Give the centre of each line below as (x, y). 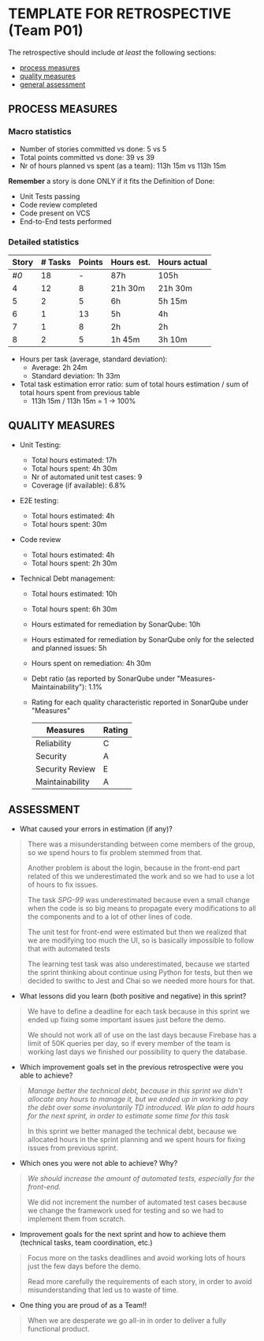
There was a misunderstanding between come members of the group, (141, 844)
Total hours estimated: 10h (74, 593)
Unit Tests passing (50, 196)
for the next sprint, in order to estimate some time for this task (128, 1115)
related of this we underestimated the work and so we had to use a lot (141, 876)
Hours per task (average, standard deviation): (93, 359)
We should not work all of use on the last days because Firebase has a (142, 1035)
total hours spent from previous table (80, 392)
